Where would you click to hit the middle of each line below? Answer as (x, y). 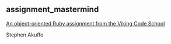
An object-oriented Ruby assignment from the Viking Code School (85, 23)
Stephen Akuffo (25, 35)
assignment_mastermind (53, 10)
